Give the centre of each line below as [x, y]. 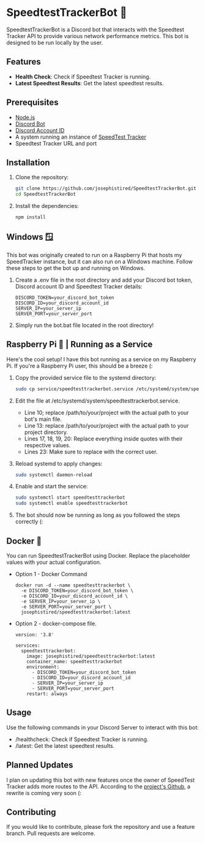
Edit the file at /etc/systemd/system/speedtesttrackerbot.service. [97, 401]
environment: [43, 667]
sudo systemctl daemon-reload [54, 475]
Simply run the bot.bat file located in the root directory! [84, 325]
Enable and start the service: [51, 487]
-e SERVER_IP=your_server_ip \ [61, 601]
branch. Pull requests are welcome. [51, 833]
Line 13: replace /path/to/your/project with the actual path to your [106, 425]
